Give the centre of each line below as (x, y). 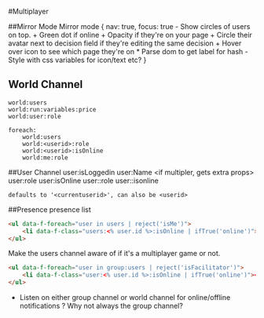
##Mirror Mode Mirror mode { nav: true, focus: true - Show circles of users (129, 26)
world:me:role (45, 157)
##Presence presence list (50, 209)
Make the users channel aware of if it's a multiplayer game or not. (114, 254)
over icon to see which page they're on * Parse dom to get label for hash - (128, 51)
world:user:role (35, 116)
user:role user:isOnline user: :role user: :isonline (84, 181)
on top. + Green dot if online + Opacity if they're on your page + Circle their (130, 35)
